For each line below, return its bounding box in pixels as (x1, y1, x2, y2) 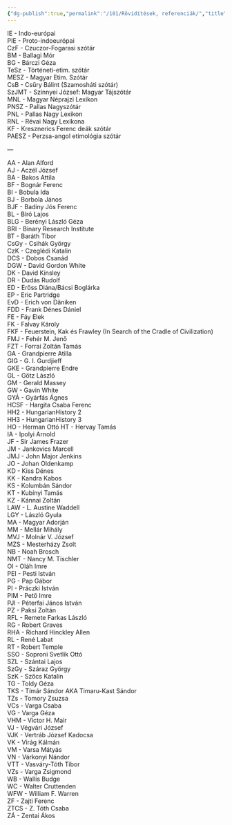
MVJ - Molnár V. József (7, 532, 74, 541)
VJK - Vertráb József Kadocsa (7, 730, 93, 739)
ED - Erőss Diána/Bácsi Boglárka (7, 283, 100, 291)
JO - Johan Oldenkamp (7, 459, 74, 467)
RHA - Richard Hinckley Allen (7, 628, 90, 636)
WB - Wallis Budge (7, 775, 61, 783)
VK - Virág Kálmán (7, 738, 60, 746)
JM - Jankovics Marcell (7, 445, 74, 453)
